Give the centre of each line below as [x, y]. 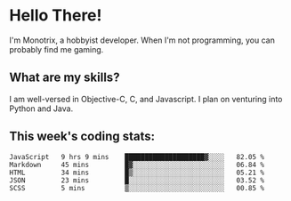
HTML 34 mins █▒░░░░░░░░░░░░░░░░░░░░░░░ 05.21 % [137, 173]
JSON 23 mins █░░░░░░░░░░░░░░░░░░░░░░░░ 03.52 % [137, 180]
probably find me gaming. [57, 49]
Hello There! [56, 16]
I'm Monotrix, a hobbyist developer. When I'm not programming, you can [142, 40]
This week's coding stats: [82, 137]
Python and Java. [41, 109]
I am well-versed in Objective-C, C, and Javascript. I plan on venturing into [146, 99]
